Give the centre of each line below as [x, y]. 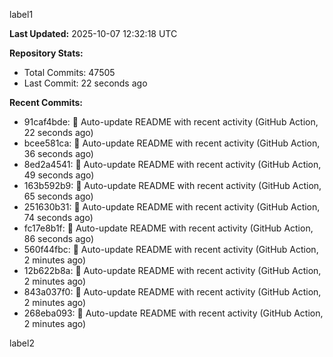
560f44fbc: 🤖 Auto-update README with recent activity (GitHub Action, [171, 249]
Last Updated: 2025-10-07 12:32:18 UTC [93, 33]
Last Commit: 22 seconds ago [85, 83]
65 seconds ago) [58, 196]
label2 [22, 343]
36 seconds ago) [58, 153]
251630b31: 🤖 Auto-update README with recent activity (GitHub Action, [172, 207]
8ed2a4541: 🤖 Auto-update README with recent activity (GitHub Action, [172, 164]
